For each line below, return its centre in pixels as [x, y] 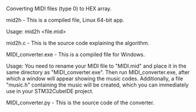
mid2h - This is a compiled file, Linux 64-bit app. [65, 20]
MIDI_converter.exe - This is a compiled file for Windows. [76, 55]
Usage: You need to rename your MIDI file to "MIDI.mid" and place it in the [97, 66]
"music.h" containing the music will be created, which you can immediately [97, 85]
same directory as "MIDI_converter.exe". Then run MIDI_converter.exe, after [98, 72]
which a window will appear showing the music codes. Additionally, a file [95, 79]
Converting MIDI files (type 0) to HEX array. [59, 9]
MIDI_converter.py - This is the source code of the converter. [80, 103]
